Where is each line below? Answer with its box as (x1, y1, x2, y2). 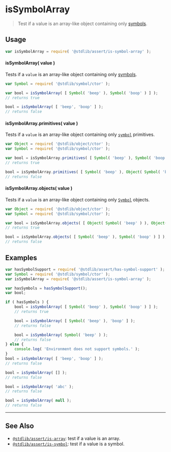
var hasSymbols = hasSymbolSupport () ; (5, 285, 88, 291)
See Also (5, 422, 34, 431)
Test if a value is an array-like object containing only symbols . (17, 20, 148, 27)
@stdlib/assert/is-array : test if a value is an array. (12, 435, 121, 441)
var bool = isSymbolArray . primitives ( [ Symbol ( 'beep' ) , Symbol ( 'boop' (5, 155, 167, 161)
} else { (5, 342, 24, 347)
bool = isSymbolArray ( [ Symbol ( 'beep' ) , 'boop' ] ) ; (14, 318, 136, 323)
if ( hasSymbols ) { (5, 300, 49, 305)
